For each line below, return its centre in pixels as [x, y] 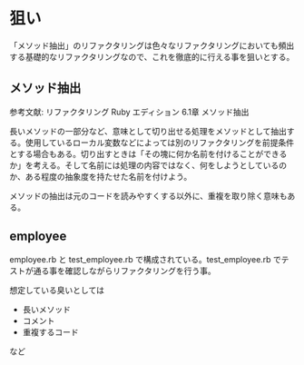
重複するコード [50, 331]
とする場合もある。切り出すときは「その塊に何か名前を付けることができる [148, 153]
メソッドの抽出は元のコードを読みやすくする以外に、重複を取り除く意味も [148, 195]
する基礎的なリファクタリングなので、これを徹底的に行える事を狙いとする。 [152, 56]
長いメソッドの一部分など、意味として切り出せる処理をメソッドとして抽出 [148, 131]
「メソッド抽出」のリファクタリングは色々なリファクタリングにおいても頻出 [152, 45]
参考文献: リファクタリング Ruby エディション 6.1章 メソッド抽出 [129, 112]
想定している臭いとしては [57, 290]
